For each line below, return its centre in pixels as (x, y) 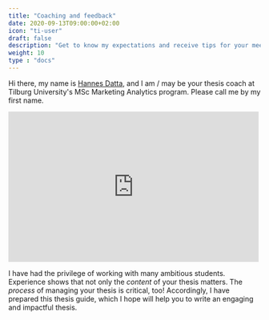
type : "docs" (32, 61)
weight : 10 (26, 53)
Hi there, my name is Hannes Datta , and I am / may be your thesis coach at (131, 83)
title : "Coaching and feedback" (62, 16)
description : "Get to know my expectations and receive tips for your (128, 46)
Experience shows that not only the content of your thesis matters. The (125, 282)
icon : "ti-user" (35, 30)
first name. (26, 100)
